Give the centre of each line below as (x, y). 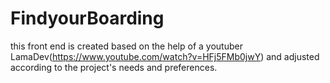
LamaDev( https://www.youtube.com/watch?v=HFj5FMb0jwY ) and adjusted (165, 56)
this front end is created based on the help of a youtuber (126, 46)
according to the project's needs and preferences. (114, 67)
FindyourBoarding (87, 18)
